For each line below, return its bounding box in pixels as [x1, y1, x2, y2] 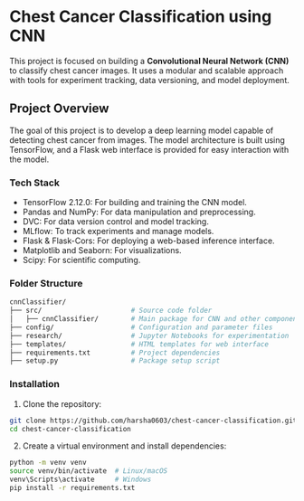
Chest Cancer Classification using [9, 6, 272, 27]
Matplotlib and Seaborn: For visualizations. [22, 245, 183, 256]
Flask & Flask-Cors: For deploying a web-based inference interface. [22, 235, 275, 246]
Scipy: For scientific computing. [22, 255, 141, 266]
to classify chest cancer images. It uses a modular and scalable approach [9, 65, 284, 76]
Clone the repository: [22, 398, 102, 409]
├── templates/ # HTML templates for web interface [9, 339, 270, 349]
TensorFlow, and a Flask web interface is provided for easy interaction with [9, 144, 290, 155]
